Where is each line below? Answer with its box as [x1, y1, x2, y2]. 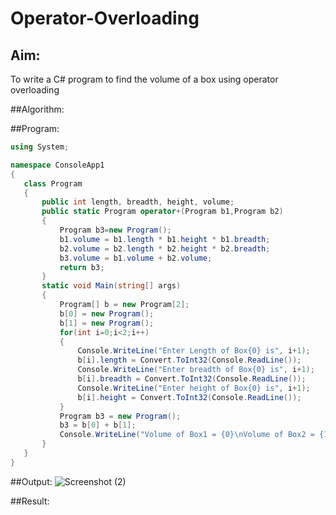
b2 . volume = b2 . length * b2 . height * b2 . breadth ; [59, 243, 271, 254]
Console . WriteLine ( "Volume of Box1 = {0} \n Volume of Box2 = [59, 430, 315, 440]
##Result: [10, 495, 50, 507]
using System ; [10, 142, 70, 152]
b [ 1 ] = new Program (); [59, 318, 155, 328]
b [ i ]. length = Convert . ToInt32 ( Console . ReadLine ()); [77, 355, 302, 366]
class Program [23, 178, 83, 189]
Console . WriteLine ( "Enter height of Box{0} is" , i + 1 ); [77, 383, 311, 393]
